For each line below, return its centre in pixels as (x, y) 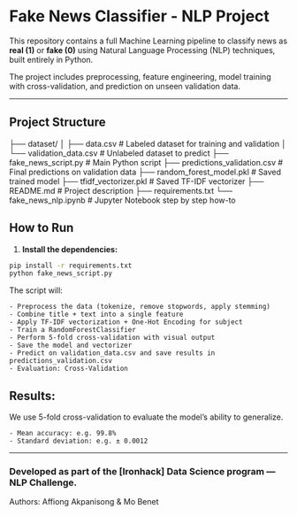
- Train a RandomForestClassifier (73, 330)
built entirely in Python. (51, 59)
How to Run (42, 228)
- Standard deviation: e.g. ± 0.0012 (79, 441)
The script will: (36, 290)
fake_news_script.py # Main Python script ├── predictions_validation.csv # (146, 162)
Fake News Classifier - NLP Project (139, 16)
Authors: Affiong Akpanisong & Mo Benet (84, 502)
